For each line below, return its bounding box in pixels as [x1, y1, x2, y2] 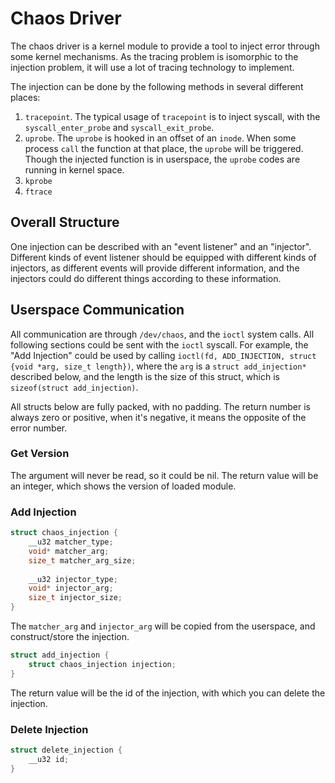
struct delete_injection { [10, 745, 123, 755]
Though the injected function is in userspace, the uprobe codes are [24, 153, 301, 165]
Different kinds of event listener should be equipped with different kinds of [10, 251, 317, 263]
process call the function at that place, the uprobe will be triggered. [24, 142, 304, 154]
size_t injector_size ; [28, 593, 123, 603]
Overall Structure [10, 214, 120, 231]
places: [10, 91, 41, 103]
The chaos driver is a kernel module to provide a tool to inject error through [10, 40, 320, 52]
